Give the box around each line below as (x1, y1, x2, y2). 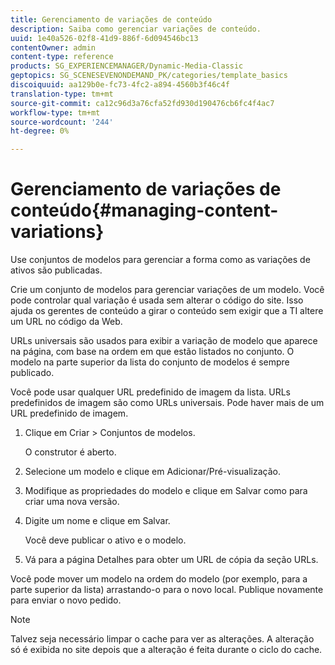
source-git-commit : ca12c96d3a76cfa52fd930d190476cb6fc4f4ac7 (10, 98, 275, 108)
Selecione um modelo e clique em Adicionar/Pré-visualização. (24, 466, 281, 478)
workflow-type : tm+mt (10, 107, 101, 118)
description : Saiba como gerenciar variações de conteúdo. (10, 24, 262, 34)
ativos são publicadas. (10, 264, 103, 276)
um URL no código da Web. (10, 316, 123, 328)
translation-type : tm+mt (10, 89, 114, 99)
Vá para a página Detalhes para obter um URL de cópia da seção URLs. (24, 554, 319, 566)
